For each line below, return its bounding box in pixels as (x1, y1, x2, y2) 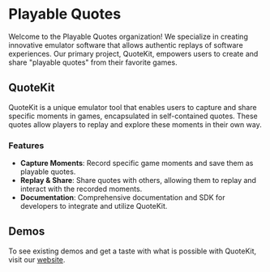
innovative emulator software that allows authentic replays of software (8, 40, 243, 49)
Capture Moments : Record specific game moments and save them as (19, 159, 254, 168)
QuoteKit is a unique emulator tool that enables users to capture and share (8, 102, 257, 112)
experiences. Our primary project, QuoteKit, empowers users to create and (8, 49, 259, 58)
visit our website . (8, 254, 66, 264)
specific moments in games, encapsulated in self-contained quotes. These (8, 111, 258, 121)
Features (8, 139, 45, 151)
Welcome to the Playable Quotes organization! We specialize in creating (8, 32, 249, 41)
